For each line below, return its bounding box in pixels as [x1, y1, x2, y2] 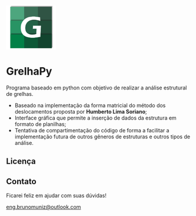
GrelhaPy [6, 65, 52, 78]
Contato [6, 176, 36, 187]
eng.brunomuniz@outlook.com [6, 204, 81, 211]
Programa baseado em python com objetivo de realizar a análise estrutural [6, 84, 187, 91]
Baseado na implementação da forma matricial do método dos [14, 102, 166, 109]
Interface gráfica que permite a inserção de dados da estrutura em [14, 114, 177, 121]
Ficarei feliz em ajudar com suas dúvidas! [6, 192, 107, 199]
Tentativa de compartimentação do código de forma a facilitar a [14, 127, 170, 134]
